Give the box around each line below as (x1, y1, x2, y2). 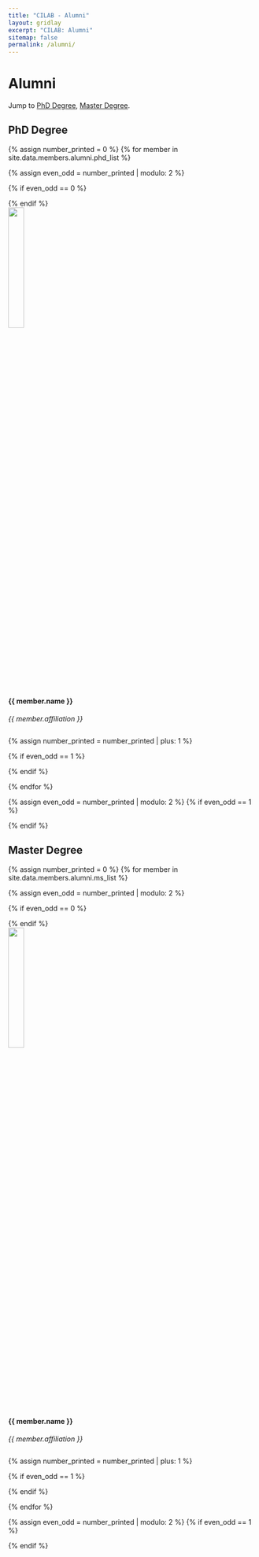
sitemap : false (8, 33, 58, 42)
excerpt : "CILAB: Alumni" (8, 26, 93, 34)
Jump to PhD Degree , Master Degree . (8, 101, 131, 110)
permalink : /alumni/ (8, 41, 76, 49)
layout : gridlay (8, 19, 61, 27)
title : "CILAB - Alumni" (8, 11, 90, 20)
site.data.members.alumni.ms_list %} (8, 873, 128, 882)
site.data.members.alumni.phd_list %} (8, 153, 131, 162)
